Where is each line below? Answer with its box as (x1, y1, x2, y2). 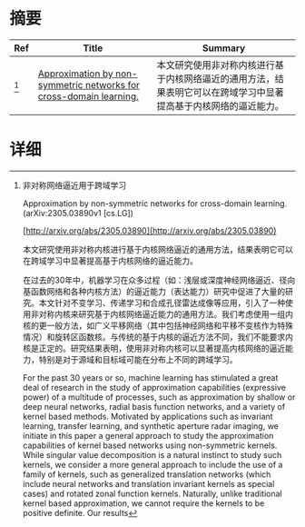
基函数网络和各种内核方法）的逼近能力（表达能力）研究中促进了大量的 (22, 285, 286, 296)
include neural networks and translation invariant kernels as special (22, 478, 275, 489)
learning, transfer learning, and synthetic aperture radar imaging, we (22, 420, 280, 432)
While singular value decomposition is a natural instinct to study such (22, 449, 282, 460)
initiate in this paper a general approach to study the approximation (22, 430, 274, 441)
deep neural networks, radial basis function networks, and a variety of (22, 401, 286, 412)
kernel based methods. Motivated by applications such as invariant (22, 411, 274, 422)
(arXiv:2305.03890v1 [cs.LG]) (22, 207, 134, 218)
